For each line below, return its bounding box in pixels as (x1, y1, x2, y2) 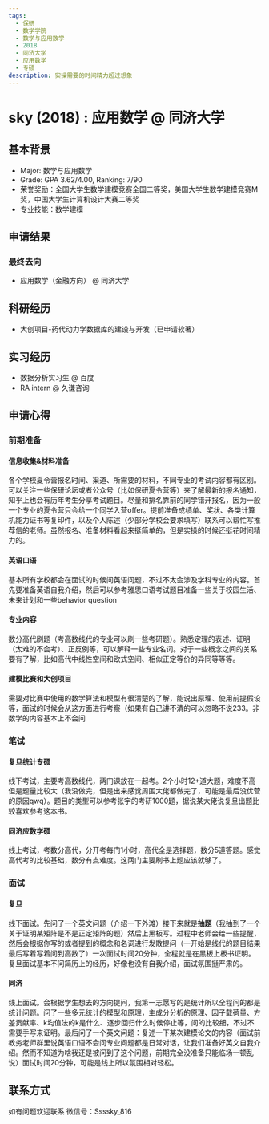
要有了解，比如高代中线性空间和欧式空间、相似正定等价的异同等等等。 (8, 654, 240, 663)
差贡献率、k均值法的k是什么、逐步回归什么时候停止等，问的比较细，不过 (8, 1017, 248, 1027)
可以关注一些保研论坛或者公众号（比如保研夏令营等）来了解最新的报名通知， (8, 485, 261, 495)
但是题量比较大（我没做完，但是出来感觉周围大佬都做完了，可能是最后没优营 (8, 786, 261, 796)
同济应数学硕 (8, 826, 50, 835)
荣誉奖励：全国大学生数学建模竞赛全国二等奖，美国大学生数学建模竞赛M (19, 184, 259, 193)
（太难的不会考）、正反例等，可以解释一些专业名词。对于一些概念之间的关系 (8, 643, 258, 654)
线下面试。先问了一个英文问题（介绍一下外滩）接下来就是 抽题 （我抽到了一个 (8, 918, 261, 927)
